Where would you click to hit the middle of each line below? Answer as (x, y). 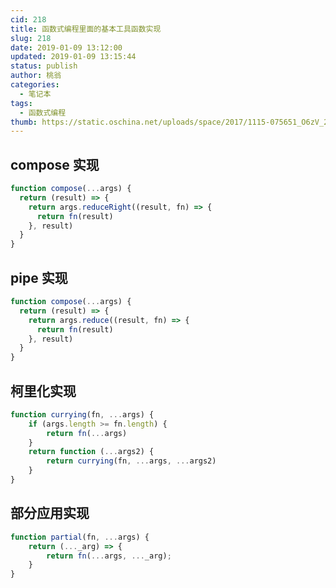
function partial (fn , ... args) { (80, 537)
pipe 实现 (39, 277)
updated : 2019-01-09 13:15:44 (73, 57)
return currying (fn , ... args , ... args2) (131, 461)
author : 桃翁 (36, 76)
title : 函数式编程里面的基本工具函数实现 (86, 29)
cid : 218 (28, 19)
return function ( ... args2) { (91, 452)
